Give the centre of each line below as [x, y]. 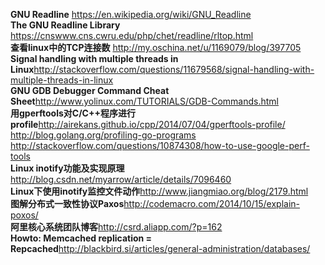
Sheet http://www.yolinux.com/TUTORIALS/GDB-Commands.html [144, 101]
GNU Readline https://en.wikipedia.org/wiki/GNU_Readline [131, 14]
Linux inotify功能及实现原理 [67, 168]
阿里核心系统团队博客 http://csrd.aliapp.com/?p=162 [116, 227]
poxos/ [24, 215]
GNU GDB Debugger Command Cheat [90, 90]
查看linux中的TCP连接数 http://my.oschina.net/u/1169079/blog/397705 [156, 47]
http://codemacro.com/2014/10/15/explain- [212, 203]
